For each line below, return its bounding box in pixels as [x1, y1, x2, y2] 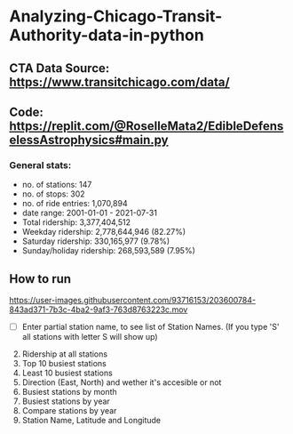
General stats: [9, 158, 72, 171]
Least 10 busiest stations [21, 367, 113, 379]
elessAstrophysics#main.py [9, 132, 169, 148]
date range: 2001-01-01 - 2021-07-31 [21, 207, 158, 219]
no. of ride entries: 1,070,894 [21, 198, 128, 209]
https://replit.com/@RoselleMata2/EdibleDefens [9, 118, 284, 133]
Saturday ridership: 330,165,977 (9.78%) [21, 236, 170, 246]
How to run [9, 271, 72, 286]
